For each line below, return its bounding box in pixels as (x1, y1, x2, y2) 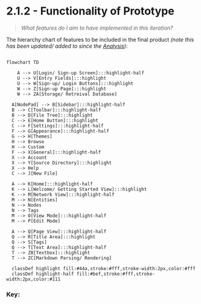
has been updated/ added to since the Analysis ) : (6, 42, 128, 50)
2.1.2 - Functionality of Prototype (6, 4, 175, 18)
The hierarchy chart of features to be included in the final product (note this (6, 36, 194, 43)
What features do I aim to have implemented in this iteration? (21, 24, 173, 31)
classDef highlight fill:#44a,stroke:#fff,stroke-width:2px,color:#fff (11, 265, 196, 271)
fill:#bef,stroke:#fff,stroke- (76, 271, 155, 277)
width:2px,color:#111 (6, 276, 61, 282)
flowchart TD (6, 59, 39, 65)
